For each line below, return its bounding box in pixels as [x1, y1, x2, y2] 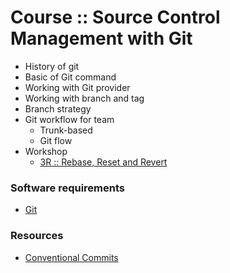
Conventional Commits [24, 251, 119, 263]
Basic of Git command [24, 71, 117, 83]
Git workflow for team [24, 113, 115, 125]
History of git [24, 60, 80, 72]
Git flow [39, 134, 73, 146]
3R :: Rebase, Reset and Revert [39, 156, 168, 168]
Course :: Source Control [10, 6, 221, 29]
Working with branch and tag [24, 92, 145, 104]
